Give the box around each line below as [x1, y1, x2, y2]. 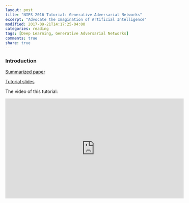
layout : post [5, 7, 33, 13]
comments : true [5, 36, 38, 41]
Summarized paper [5, 69, 46, 75]
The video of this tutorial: [5, 88, 58, 94]
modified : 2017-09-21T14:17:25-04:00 [5, 21, 86, 27]
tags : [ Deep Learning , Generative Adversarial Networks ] [5, 31, 129, 36]
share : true [5, 41, 31, 46]
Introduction [5, 57, 37, 64]
